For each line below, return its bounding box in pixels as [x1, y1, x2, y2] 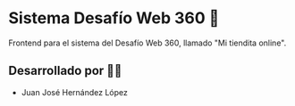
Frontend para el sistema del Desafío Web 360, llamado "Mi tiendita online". [8, 37, 287, 48]
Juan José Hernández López [21, 86, 129, 97]
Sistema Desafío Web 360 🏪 [8, 8, 220, 29]
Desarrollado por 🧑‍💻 [8, 63, 122, 78]
